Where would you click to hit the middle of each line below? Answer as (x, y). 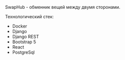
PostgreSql (23, 52)
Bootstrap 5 (24, 42)
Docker (20, 26)
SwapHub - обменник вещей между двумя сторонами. (63, 7)
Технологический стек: (30, 16)
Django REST (26, 37)
